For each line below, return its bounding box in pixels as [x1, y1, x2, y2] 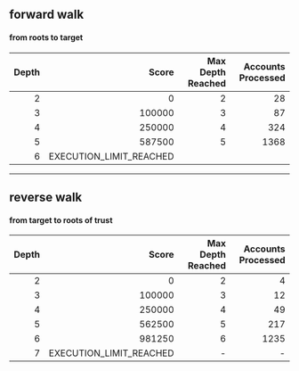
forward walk [9, 7, 85, 22]
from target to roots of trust [9, 214, 113, 226]
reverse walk [9, 189, 83, 204]
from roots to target [9, 31, 84, 43]
